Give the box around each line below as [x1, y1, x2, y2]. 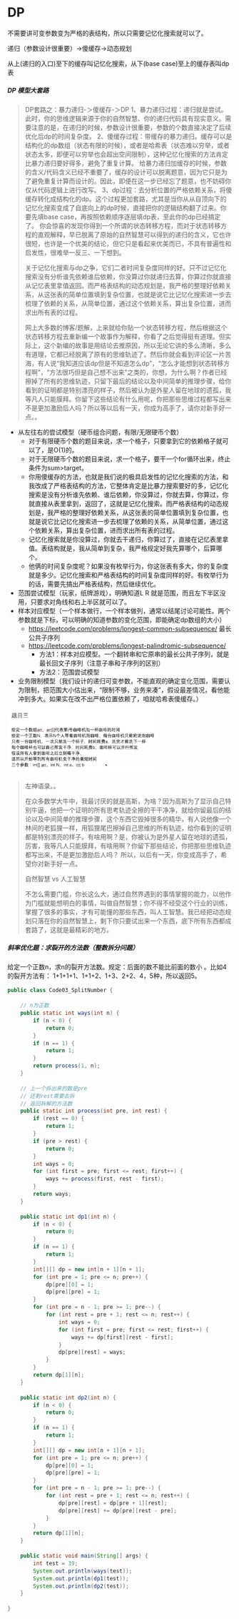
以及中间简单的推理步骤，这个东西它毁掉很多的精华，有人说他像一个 [31, 815, 232, 823]
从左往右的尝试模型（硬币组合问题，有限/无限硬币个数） [17, 427, 183, 436]
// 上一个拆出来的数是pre [20, 1084, 88, 1092]
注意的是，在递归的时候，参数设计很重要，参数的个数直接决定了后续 [31, 123, 232, 132]
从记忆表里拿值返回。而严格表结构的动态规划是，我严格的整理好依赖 [24, 281, 225, 289]
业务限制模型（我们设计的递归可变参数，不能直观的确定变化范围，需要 [17, 676, 225, 685]
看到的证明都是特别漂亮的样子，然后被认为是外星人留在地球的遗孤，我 [24, 385, 232, 394]
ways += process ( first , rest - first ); [45, 1175, 164, 1183]
